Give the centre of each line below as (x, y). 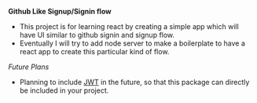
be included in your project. (64, 90)
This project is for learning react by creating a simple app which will (129, 26)
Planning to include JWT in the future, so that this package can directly (134, 82)
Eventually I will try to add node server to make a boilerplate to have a (132, 43)
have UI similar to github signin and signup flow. (97, 35)
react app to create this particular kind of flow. (94, 51)
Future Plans (29, 67)
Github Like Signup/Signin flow (60, 11)
